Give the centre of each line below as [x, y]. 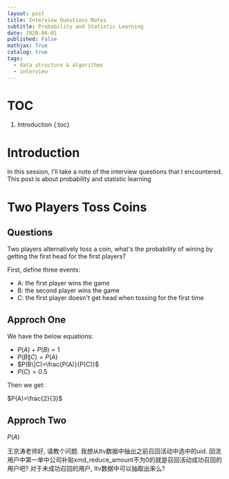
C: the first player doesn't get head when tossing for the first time [110, 298]
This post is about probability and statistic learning [79, 179]
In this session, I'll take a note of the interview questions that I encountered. [115, 172]
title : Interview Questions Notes [57, 20]
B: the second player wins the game [68, 290]
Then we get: [26, 385]
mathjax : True [28, 46]
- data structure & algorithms [58, 65]
